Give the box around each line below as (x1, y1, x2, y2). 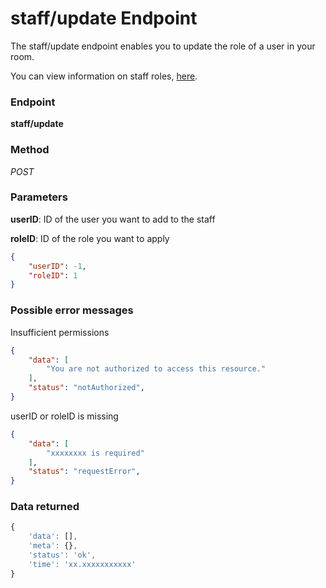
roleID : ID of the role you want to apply (10, 232, 170, 244)
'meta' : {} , (28, 541, 78, 551)
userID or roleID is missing (10, 410, 119, 422)
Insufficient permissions (10, 326, 110, 338)
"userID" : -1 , (28, 261, 87, 271)
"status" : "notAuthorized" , (28, 383, 145, 393)
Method (10, 143, 50, 157)
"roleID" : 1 (28, 270, 78, 281)
